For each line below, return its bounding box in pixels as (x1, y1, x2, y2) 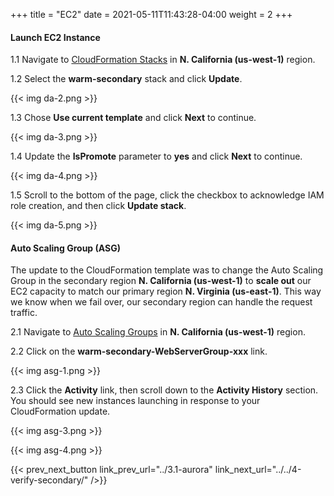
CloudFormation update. (10, 405, 111, 418)
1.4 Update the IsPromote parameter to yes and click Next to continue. (10, 150, 303, 163)
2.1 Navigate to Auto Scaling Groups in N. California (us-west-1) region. (10, 326, 306, 338)
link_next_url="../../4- (214, 464, 302, 476)
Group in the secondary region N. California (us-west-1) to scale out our (10, 275, 312, 287)
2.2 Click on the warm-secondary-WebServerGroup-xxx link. (10, 345, 268, 358)
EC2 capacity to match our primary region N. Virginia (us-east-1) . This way (10, 285, 322, 298)
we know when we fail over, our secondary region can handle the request (10, 296, 313, 308)
